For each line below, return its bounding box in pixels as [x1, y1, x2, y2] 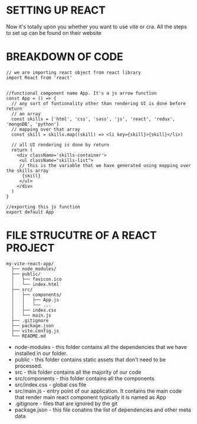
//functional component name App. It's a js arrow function [6, 90, 157, 96]
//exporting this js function [6, 204, 81, 210]
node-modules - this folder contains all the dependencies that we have [14, 343, 188, 350]
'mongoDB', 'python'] [6, 121, 60, 127]
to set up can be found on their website [6, 29, 102, 36]
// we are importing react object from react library [6, 69, 142, 76]
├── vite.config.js [11, 328, 60, 334]
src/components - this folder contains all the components [14, 374, 155, 381]
